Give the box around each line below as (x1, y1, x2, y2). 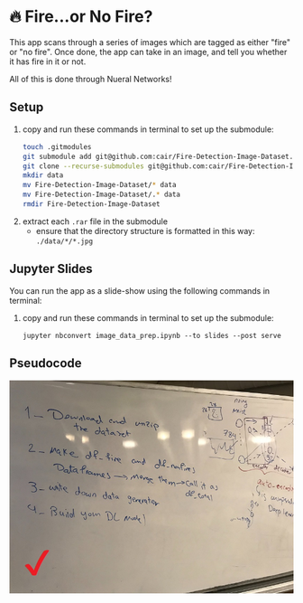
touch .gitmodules (22, 142, 92, 151)
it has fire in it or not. (9, 56, 87, 67)
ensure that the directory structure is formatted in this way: (35, 225, 255, 236)
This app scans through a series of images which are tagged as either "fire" (9, 36, 291, 47)
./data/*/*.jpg (35, 237, 93, 246)
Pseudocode (9, 355, 83, 372)
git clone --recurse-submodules (22, 161, 144, 171)
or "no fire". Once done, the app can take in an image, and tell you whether (9, 46, 288, 57)
